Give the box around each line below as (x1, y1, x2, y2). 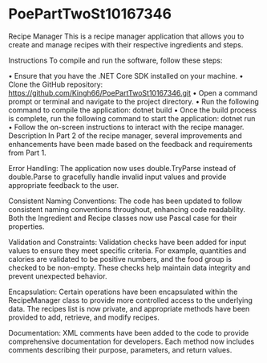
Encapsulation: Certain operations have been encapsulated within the (8, 287, 238, 296)
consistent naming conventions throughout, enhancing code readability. (8, 204, 246, 214)
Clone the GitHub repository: (8, 80, 103, 89)
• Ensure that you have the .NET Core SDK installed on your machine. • (8, 71, 244, 80)
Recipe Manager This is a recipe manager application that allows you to (8, 31, 245, 41)
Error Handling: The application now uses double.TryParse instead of (8, 163, 237, 173)
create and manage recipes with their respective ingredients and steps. (8, 39, 244, 49)
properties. (8, 222, 45, 231)
